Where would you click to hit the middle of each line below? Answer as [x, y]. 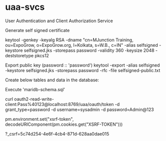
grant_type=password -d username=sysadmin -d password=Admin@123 [80, 109]
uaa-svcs [25, 7]
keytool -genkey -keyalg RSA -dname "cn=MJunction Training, [69, 40]
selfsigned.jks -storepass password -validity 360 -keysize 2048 [89, 50]
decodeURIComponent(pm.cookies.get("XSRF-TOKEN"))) [64, 124]
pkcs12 [42, 55]
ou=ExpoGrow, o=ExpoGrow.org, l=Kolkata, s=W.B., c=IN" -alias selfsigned [82, 45]
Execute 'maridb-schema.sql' [35, 89]
